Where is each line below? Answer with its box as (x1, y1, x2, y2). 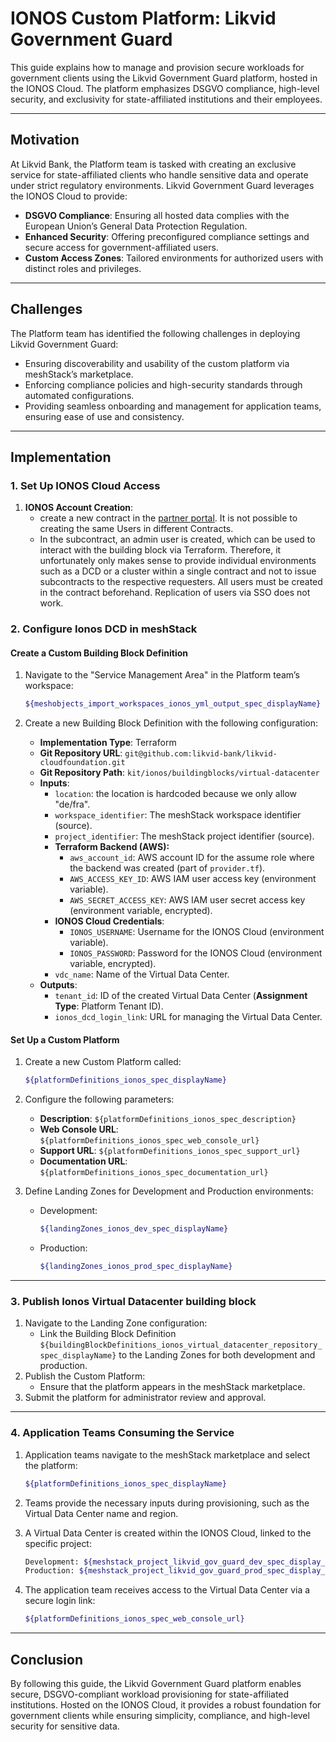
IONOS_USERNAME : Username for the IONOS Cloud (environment (69, 926, 325, 938)
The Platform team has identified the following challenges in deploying (10, 327, 301, 339)
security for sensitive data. (10, 1720, 120, 1732)
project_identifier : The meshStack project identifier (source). (54, 830, 315, 842)
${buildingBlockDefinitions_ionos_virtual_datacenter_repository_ (39, 1340, 323, 1351)
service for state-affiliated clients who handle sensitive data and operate (10, 168, 309, 181)
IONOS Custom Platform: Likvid (10, 7, 277, 30)
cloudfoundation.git (39, 758, 126, 768)
